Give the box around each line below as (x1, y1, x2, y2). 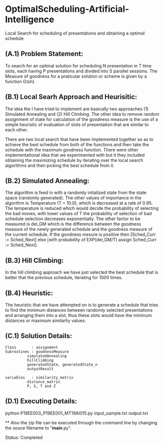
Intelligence (5, 14, 55, 25)
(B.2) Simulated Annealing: (5, 176, 90, 185)
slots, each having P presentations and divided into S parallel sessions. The (5, 68, 158, 74)
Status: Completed (5, 434, 43, 440)
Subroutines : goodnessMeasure (5, 349, 69, 354)
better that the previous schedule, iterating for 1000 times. (5, 275, 123, 281)
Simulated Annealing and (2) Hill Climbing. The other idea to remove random (5, 111, 160, 117)
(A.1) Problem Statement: (5, 50, 83, 58)
